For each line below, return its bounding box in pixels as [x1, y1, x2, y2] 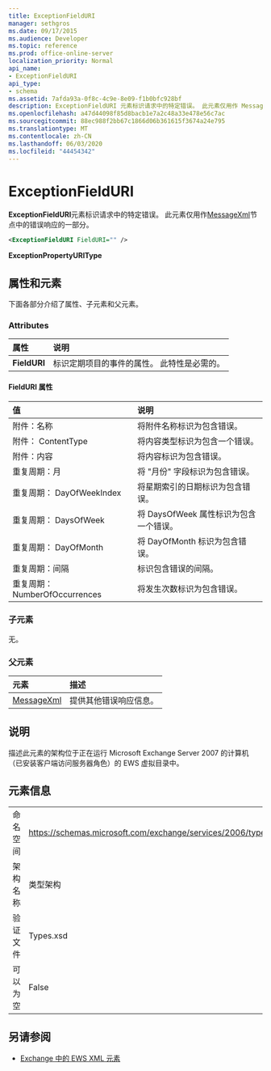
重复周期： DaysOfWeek [12, 514, 105, 526]
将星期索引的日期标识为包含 [136, 480, 243, 492]
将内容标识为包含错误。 [136, 451, 227, 462]
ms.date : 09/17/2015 [8, 27, 78, 35]
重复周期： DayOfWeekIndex [12, 487, 122, 498]
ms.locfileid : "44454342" [8, 147, 95, 155]
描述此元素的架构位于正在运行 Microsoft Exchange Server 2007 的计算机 [8, 747, 249, 757]
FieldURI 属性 [8, 382, 53, 392]
